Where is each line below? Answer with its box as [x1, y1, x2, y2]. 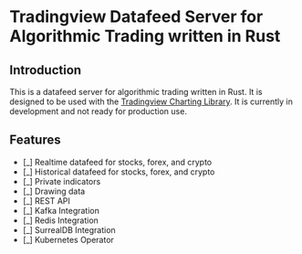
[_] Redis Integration [22, 215, 99, 226]
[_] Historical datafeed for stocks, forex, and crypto [22, 166, 215, 177]
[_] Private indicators [22, 175, 101, 186]
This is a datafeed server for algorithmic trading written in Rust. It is [9, 87, 263, 97]
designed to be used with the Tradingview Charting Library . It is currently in [9, 96, 294, 107]
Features [9, 132, 61, 148]
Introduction [9, 62, 82, 78]
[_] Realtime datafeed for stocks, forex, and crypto [22, 156, 213, 167]
